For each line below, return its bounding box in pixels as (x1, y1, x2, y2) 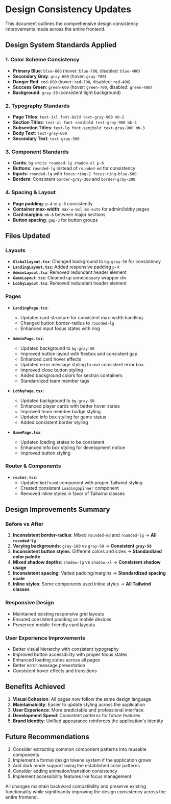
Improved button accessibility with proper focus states (12, 651, 128, 657)
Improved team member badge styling (20, 408, 101, 414)
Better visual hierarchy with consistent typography (12, 646, 119, 652)
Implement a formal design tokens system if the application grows (12, 757, 152, 763)
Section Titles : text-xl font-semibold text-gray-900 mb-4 (12, 119, 137, 125)
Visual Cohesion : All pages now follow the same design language (12, 696, 152, 702)
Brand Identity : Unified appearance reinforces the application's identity (12, 718, 163, 724)
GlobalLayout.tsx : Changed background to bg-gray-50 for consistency (12, 258, 161, 265)
